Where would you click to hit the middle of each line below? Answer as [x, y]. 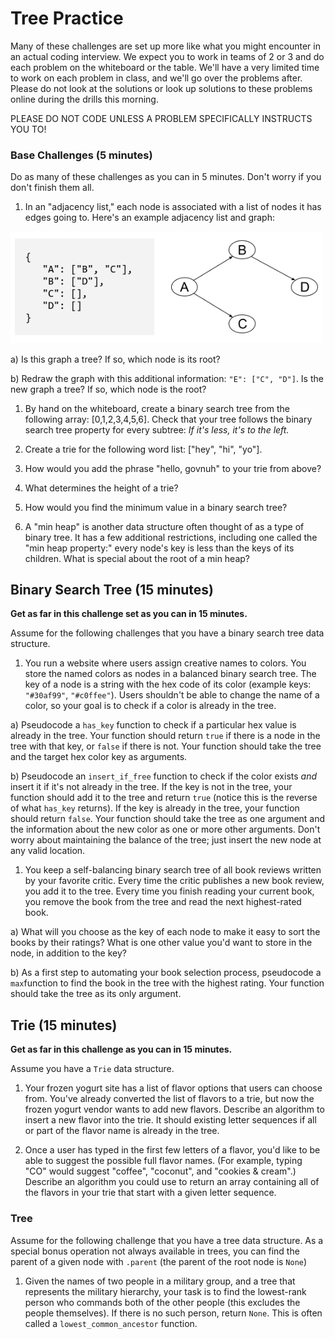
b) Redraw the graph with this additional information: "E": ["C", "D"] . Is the [167, 378]
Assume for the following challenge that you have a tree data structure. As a [167, 1240]
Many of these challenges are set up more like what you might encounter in [165, 46]
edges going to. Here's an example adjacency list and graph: [149, 218]
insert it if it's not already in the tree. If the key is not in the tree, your [151, 787]
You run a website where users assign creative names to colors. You [165, 663]
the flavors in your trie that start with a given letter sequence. [150, 1193]
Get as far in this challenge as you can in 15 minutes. [121, 1049]
